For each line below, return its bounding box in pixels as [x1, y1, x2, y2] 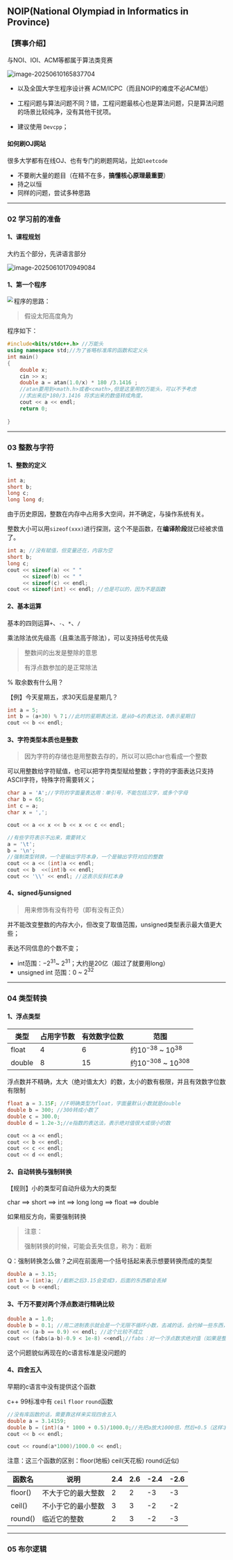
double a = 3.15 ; [7, 1270, 58, 1278]
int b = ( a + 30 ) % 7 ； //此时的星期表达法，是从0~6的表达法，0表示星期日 [7, 713, 196, 720]
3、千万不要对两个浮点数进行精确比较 [7, 1300, 115, 1308]
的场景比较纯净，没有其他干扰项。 [17, 107, 115, 116]
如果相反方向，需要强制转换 [7, 1213, 87, 1221]
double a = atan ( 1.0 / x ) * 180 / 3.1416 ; [19, 379, 138, 386]
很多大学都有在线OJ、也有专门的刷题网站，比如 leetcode [7, 156, 168, 164]
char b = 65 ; [7, 796, 45, 803]
